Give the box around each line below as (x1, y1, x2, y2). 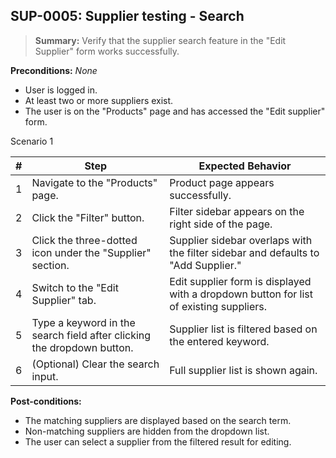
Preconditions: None (10, 64, 98, 76)
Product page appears (169, 175, 275, 189)
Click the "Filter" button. (31, 210, 145, 224)
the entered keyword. (169, 334, 270, 348)
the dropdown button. (31, 340, 134, 354)
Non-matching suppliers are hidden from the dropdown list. (24, 425, 270, 437)
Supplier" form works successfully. (34, 45, 180, 57)
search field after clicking (31, 328, 152, 342)
